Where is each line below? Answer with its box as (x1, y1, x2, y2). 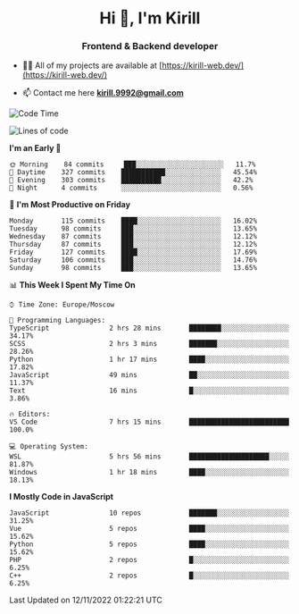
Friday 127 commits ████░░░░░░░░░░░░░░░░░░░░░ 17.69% (9, 248, 257, 257)
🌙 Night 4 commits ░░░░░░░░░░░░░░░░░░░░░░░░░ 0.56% (9, 183, 253, 193)
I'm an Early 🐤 (9, 143, 62, 154)
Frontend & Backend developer (81, 40, 219, 53)
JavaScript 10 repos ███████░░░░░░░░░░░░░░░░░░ (9, 509, 290, 517)
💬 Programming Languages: (9, 316, 105, 325)
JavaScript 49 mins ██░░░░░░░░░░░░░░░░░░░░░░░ (9, 371, 290, 380)
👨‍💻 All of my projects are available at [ (21, 60, 162, 71)
